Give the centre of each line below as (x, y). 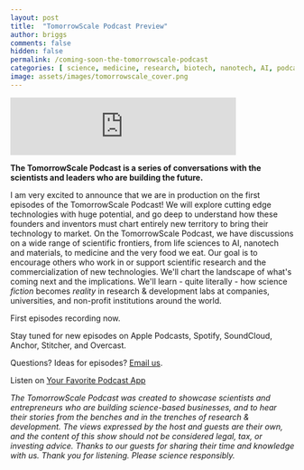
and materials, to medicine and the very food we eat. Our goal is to (134, 252)
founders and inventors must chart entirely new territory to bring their (139, 223)
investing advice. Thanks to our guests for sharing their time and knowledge (152, 446)
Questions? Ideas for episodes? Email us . (87, 362)
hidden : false (37, 52)
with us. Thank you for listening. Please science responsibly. (123, 455)
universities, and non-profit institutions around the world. (116, 300)
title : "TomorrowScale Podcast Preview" (89, 26)
